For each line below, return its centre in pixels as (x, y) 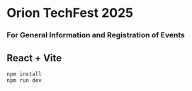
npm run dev (24, 80)
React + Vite (34, 58)
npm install (24, 74)
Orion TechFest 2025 (70, 13)
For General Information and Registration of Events (96, 35)
